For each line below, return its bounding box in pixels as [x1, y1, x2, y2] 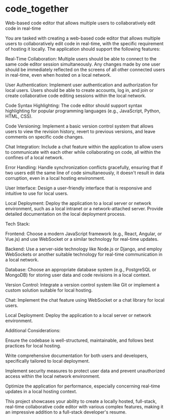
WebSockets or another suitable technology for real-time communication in [5, 251, 163, 257]
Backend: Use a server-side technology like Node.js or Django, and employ [5, 246, 162, 252]
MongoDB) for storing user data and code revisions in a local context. [5, 272, 151, 278]
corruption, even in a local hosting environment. [5, 175, 106, 181]
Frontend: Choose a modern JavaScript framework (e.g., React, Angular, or [5, 231, 162, 237]
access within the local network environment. [5, 373, 100, 379]
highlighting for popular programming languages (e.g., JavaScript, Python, [5, 108, 161, 114]
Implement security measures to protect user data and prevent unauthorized [5, 368, 165, 374]
